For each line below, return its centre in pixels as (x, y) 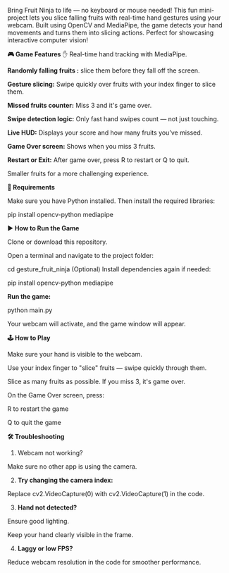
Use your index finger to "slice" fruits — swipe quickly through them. (107, 368)
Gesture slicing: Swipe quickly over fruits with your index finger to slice (112, 84)
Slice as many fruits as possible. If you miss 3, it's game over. (96, 381)
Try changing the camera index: (65, 480)
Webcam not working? (50, 453)
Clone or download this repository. (57, 242)
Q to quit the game (35, 423)
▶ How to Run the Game (43, 228)
